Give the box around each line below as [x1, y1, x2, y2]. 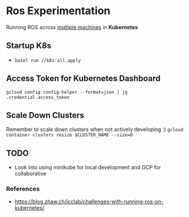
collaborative [14, 170, 47, 177]
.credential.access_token [6, 94, 69, 100]
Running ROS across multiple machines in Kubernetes [6, 24, 138, 31]
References [6, 185, 40, 193]
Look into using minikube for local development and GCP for [14, 164, 161, 171]
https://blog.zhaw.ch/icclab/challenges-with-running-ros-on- [14, 198, 164, 205]
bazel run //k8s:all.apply [14, 57, 81, 63]
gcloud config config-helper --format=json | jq [6, 89, 128, 95]
